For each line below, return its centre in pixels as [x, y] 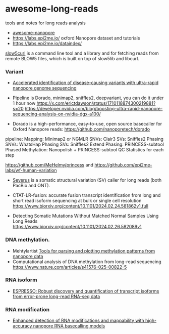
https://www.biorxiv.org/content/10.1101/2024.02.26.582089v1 [77, 227]
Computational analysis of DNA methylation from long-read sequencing [87, 262]
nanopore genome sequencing [44, 88]
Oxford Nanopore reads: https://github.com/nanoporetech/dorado [81, 129]
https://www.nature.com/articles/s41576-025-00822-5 [70, 267]
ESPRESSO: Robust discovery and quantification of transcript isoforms [86, 291]
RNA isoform [21, 280]
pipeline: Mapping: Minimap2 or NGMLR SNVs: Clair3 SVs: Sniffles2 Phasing [84, 139]
